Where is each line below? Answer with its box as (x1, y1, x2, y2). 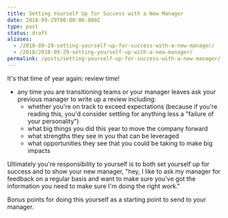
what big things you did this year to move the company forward (27, 124, 209, 132)
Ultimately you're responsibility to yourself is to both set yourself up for (7, 160, 210, 168)
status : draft (7, 29, 48, 37)
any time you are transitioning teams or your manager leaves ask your (17, 87, 216, 96)
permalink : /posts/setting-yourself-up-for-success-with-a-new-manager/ (7, 55, 221, 62)
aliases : (7, 36, 32, 43)
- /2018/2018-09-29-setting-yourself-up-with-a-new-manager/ (13, 49, 193, 56)
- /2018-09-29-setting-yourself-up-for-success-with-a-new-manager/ (13, 42, 215, 49)
